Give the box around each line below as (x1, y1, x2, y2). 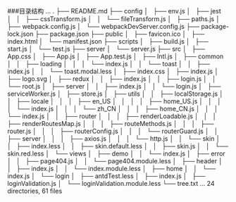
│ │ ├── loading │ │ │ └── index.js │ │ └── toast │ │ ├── (7, 60, 210, 68)
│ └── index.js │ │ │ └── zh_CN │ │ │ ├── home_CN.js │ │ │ (7, 105, 218, 113)
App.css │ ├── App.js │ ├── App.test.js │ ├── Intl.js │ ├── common (7, 52, 224, 61)
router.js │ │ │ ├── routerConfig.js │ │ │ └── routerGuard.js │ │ (7, 127, 218, 135)
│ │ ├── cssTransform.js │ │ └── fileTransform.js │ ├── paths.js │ (7, 15, 221, 23)
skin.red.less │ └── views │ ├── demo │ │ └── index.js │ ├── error (7, 149, 225, 158)
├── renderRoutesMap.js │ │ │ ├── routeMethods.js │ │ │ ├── (7, 120, 214, 127)
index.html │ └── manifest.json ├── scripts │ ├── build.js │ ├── (7, 37, 209, 45)
